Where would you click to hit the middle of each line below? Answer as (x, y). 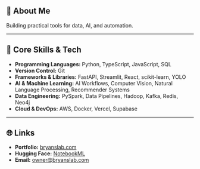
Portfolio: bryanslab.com (46, 148)
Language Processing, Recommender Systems (72, 90)
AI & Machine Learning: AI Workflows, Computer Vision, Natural (93, 83)
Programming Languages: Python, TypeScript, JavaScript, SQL (93, 64)
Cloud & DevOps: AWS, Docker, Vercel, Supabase (76, 109)
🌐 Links (21, 133)
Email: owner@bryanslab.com (52, 160)
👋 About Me (28, 11)
